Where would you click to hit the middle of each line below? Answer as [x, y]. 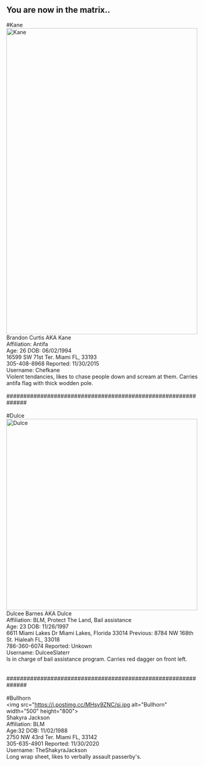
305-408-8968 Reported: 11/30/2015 [53, 363]
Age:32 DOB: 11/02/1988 [37, 730]
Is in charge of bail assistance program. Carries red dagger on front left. [97, 659]
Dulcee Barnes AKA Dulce [39, 613]
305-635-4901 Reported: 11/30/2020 [53, 743]
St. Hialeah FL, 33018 [33, 639]
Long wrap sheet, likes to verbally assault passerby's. [74, 756]
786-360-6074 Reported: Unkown [49, 646]
